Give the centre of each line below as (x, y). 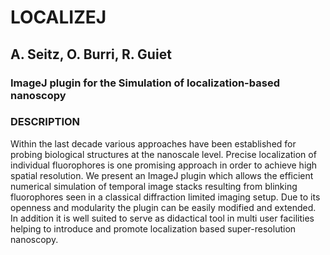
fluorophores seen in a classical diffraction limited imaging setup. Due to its (165, 197)
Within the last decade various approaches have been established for (153, 143)
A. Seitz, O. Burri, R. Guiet (91, 54)
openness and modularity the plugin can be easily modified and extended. (163, 207)
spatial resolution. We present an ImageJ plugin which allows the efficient (162, 175)
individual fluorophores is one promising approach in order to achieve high (164, 165)
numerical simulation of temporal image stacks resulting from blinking (154, 186)
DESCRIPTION (45, 122)
